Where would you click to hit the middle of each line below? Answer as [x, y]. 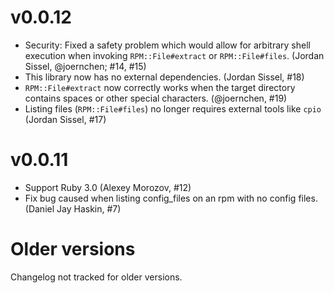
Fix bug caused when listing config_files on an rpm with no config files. [171, 198]
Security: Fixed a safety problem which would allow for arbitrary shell [167, 45]
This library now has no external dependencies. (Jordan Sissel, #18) [164, 77]
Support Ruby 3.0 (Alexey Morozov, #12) [108, 187]
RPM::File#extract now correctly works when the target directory [160, 87]
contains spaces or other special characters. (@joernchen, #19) [156, 98]
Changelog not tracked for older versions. [96, 277]
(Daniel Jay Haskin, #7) [73, 208]
